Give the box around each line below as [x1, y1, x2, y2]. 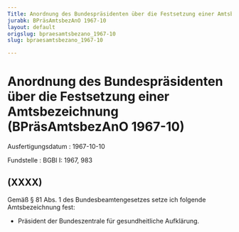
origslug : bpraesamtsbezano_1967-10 [7, 30, 116, 38]
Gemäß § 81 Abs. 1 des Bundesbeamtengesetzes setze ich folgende [7, 195, 206, 204]
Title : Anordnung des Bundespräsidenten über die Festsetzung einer [7, 10, 215, 18]
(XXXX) [7, 177, 43, 189]
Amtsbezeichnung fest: [7, 203, 75, 211]
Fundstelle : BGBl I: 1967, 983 [7, 156, 92, 165]
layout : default [7, 23, 55, 31]
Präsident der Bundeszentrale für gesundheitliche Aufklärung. [17, 216, 200, 225]
